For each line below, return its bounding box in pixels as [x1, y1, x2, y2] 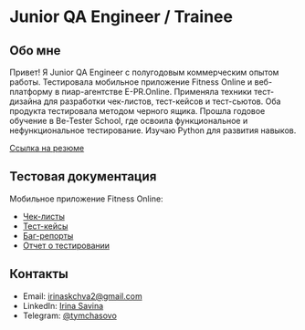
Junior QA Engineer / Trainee [9, 6, 233, 27]
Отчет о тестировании [22, 240, 110, 251]
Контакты [9, 266, 68, 282]
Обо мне [9, 43, 61, 58]
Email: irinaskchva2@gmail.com [22, 290, 143, 302]
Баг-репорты [22, 230, 74, 241]
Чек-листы [22, 211, 66, 222]
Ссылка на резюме [9, 143, 85, 153]
